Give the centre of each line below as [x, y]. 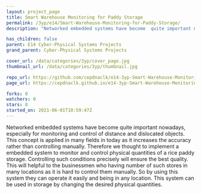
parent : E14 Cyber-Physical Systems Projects [64, 45]
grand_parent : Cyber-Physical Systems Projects [67, 50]
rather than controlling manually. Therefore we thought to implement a [93, 146]
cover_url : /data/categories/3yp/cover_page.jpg [68, 61]
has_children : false [32, 39]
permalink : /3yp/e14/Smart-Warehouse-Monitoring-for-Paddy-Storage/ [93, 23]
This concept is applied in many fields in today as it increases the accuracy [99, 140]
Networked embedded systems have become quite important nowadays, [96, 127]
